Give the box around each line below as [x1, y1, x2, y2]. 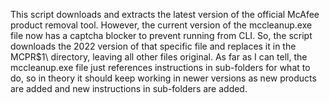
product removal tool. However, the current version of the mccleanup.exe [10, 19, 313, 31]
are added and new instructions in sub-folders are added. [10, 83, 248, 94]
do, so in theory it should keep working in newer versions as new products [10, 72, 317, 84]
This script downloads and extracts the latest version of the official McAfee [10, 9, 320, 20]
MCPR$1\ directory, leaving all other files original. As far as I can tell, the [10, 51, 308, 63]
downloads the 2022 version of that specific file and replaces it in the [10, 40, 297, 52]
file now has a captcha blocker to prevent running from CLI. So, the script [10, 30, 313, 41]
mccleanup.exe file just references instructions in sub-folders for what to [10, 62, 311, 73]
